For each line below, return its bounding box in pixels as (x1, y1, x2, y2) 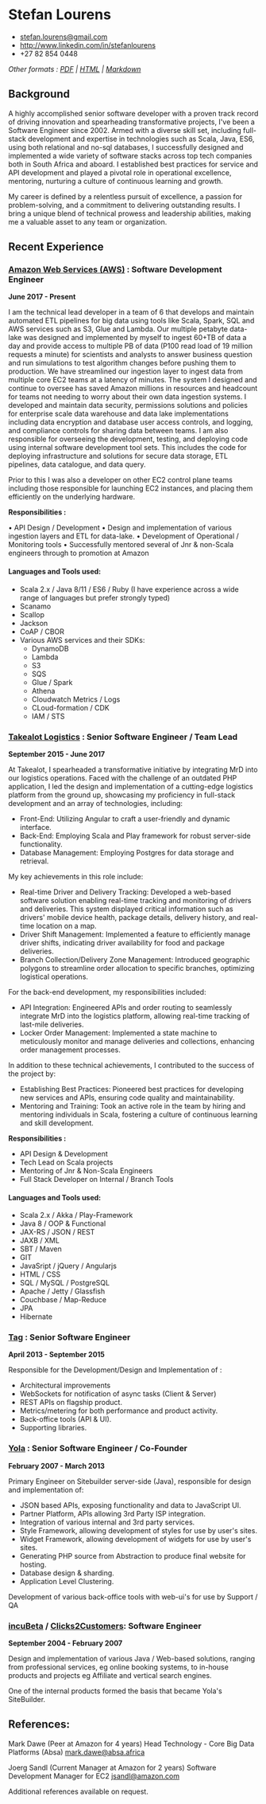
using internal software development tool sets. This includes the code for (8, 443, 248, 452)
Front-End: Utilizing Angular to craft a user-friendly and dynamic (19, 814, 230, 824)
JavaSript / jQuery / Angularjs (19, 1261, 118, 1271)
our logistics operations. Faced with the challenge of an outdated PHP (8, 773, 237, 782)
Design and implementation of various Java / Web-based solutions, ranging (8, 1654, 256, 1664)
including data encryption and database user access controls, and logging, (8, 417, 253, 427)
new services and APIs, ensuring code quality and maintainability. (19, 1093, 235, 1102)
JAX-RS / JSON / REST (19, 1227, 95, 1237)
